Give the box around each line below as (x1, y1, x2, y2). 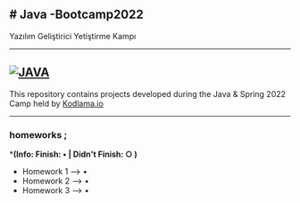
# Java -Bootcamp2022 (9, 7, 145, 22)
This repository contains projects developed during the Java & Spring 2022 (9, 88, 287, 99)
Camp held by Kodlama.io (9, 98, 104, 109)
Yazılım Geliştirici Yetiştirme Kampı (9, 30, 137, 41)
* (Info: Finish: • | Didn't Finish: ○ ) (9, 149, 138, 159)
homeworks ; (9, 128, 68, 141)
